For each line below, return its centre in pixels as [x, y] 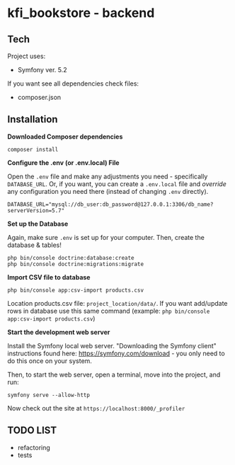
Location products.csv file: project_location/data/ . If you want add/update [117, 303]
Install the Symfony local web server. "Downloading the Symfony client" [112, 345]
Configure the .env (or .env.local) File [63, 162]
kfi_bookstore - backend [81, 13]
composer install [33, 149]
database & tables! [35, 245]
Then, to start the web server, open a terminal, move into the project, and [114, 374]
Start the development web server [59, 332]
